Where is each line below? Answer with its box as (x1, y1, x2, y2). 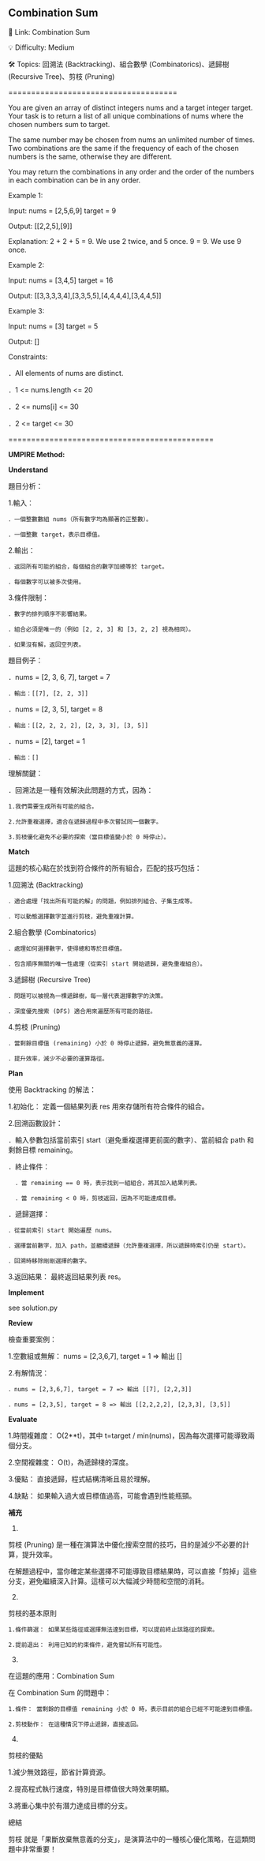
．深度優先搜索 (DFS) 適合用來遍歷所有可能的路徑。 (8, 1007, 156, 1015)
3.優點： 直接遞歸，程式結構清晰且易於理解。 (8, 1474, 155, 1484)
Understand (8, 465, 49, 475)
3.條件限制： (8, 592, 50, 602)
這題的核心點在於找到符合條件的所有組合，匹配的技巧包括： (8, 863, 202, 872)
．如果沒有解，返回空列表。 (8, 640, 85, 648)
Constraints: (8, 351, 48, 362)
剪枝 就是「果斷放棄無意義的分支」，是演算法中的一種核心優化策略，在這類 (8, 1834, 248, 1844)
